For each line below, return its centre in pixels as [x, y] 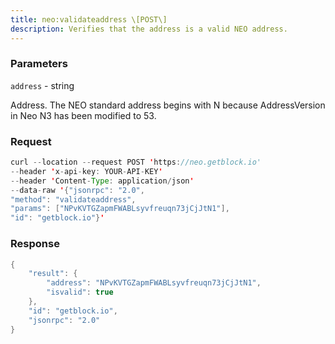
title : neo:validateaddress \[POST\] [89, 19]
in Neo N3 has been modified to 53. [83, 115]
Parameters [39, 64]
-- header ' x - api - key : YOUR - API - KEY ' [86, 171]
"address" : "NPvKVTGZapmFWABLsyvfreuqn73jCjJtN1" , [154, 283]
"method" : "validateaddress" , [73, 199]
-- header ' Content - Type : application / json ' [102, 181]
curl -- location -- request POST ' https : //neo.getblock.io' [136, 162]
